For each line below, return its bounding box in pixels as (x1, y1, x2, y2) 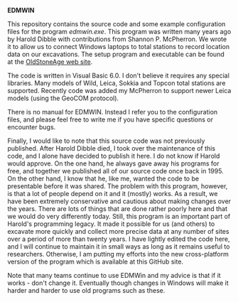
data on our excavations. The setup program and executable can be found (7, 50, 225, 58)
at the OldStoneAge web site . (7, 58, 93, 66)
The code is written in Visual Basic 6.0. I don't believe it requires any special (7, 71, 229, 80)
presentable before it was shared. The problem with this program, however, (7, 182, 228, 190)
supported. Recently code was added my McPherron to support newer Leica (7, 87, 232, 95)
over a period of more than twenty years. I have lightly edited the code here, (7, 234, 230, 243)
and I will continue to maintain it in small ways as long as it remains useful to (7, 242, 230, 251)
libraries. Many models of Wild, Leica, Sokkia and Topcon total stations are (7, 79, 226, 87)
